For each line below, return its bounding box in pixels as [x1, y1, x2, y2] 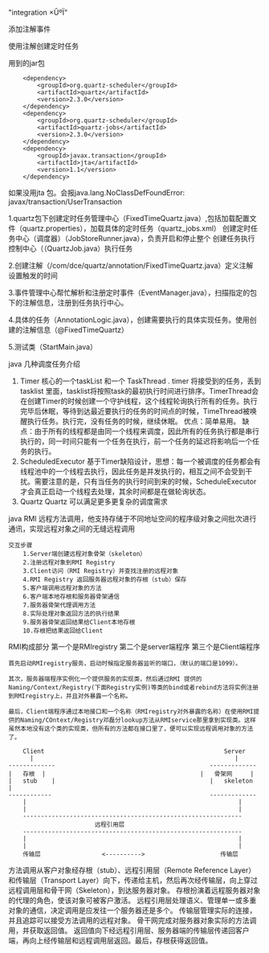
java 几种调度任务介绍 [8, 359, 80, 369]
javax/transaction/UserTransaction [8, 197, 123, 207]
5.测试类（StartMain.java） [8, 342, 98, 351]
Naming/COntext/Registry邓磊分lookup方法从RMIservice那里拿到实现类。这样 [19, 716, 257, 724]
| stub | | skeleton [8, 777, 253, 785]
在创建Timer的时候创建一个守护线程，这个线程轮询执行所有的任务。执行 [19, 396, 258, 406]
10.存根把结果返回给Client [22, 627, 104, 635]
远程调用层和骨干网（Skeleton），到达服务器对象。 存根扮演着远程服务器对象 [8, 886, 261, 895]
